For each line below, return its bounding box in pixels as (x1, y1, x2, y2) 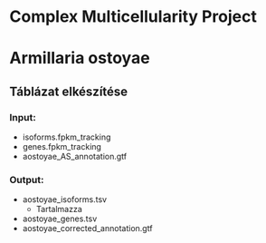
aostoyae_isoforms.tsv (22, 194, 107, 205)
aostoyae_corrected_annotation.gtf (22, 223, 153, 234)
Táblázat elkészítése (9, 83, 128, 99)
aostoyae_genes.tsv (22, 213, 98, 224)
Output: (9, 173, 44, 186)
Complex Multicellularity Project (9, 6, 258, 27)
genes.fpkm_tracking (22, 141, 102, 152)
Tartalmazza (35, 204, 83, 215)
